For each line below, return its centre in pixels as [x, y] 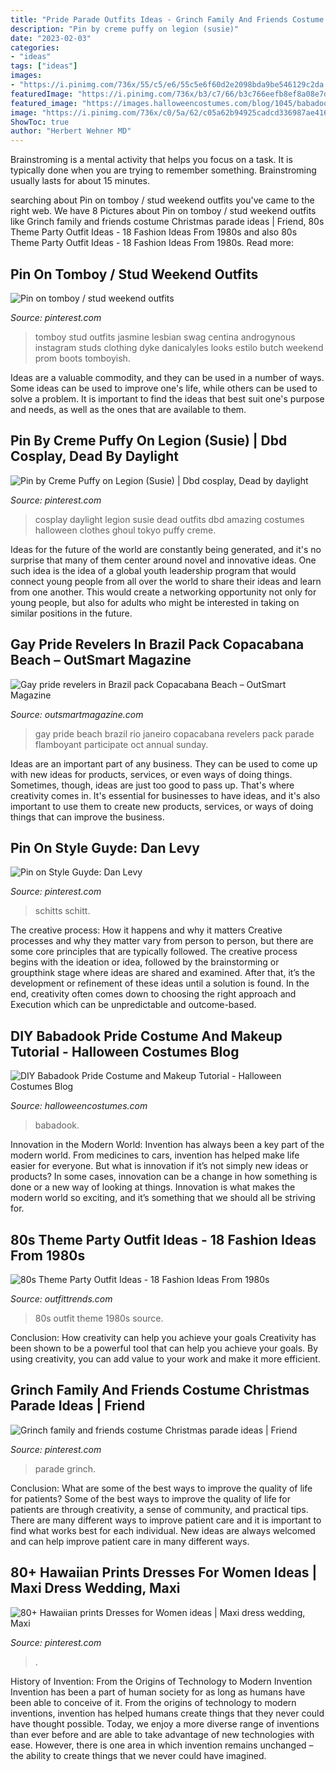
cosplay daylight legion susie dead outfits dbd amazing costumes [169, 519]
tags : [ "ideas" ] [44, 66]
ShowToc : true [40, 122]
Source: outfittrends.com [61, 1299]
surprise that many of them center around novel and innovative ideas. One [163, 560]
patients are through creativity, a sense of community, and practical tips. [159, 1509]
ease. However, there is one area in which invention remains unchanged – [162, 1745]
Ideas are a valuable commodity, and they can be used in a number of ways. [167, 377]
